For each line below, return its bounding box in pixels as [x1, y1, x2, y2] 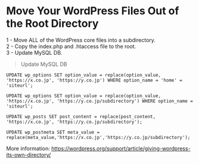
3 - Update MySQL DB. [6, 49, 63, 56]
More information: [6, 144, 51, 152]
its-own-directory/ [6, 151, 51, 158]
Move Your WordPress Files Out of [6, 4, 179, 18]
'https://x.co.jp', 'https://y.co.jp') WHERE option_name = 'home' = [6, 77, 183, 83]
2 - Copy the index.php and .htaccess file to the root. [6, 43, 136, 50]
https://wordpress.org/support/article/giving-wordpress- [51, 144, 191, 152]
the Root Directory [6, 17, 99, 30]
